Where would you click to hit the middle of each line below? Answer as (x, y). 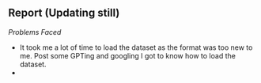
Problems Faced (35, 32)
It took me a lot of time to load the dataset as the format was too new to (136, 47)
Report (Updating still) (64, 13)
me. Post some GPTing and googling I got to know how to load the (127, 55)
